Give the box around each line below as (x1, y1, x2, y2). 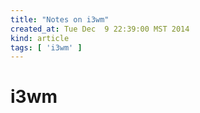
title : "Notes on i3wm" (10, 14, 110, 25)
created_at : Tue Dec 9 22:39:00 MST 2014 (10, 24, 190, 34)
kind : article (10, 33, 70, 43)
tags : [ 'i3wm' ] (10, 42, 83, 53)
